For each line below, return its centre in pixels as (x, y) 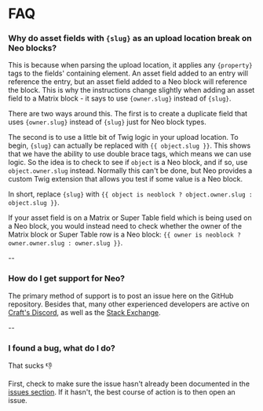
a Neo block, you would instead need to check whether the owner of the (125, 226)
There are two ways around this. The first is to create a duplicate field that (128, 114)
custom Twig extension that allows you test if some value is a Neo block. (126, 179)
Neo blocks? (33, 48)
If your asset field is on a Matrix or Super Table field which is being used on (130, 218)
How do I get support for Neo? (67, 278)
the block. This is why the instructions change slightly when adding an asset (131, 90)
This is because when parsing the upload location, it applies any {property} (130, 65)
